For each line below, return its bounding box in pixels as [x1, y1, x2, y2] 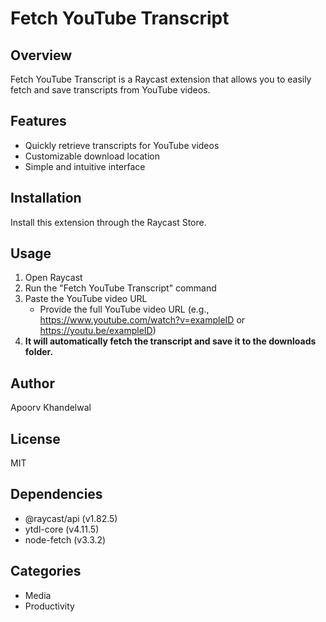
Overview [10, 47, 73, 64]
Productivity [24, 600, 75, 612]
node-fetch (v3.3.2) [24, 533, 107, 546]
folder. [24, 346, 54, 358]
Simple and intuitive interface [24, 160, 146, 172]
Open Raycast [24, 272, 83, 284]
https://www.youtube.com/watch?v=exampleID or [39, 314, 246, 326]
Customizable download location [24, 150, 160, 162]
